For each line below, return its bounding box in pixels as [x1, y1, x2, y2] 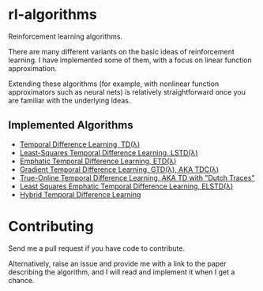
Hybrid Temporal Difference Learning [19, 189, 141, 199]
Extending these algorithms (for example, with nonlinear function [8, 79, 220, 88]
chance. [8, 275, 35, 285]
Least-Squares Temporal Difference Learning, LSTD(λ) [19, 147, 198, 157]
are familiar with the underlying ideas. [8, 95, 131, 105]
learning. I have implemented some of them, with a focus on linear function [8, 55, 252, 65]
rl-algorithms [8, 6, 97, 24]
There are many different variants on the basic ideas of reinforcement [8, 47, 235, 56]
